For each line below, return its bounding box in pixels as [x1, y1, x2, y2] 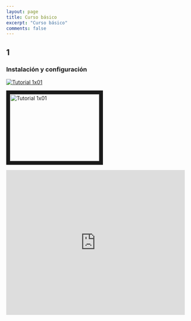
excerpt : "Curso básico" [6, 20, 68, 26]
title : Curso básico [6, 14, 58, 20]
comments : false [6, 25, 46, 32]
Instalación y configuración [6, 65, 87, 73]
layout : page [6, 8, 39, 15]
